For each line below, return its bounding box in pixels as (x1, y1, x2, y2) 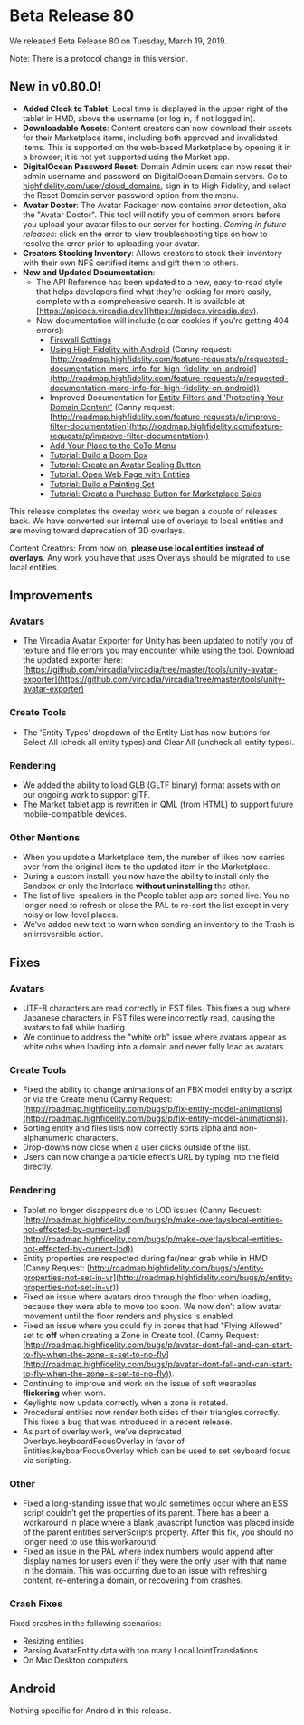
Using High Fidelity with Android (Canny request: (49, 343, 233, 354)
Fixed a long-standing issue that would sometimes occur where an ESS (22, 1498, 289, 1509)
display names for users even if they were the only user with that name (22, 1555, 288, 1567)
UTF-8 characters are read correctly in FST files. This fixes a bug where (22, 1002, 291, 1014)
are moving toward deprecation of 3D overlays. (9, 524, 185, 535)
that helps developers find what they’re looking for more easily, (35, 286, 271, 297)
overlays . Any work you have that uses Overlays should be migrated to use (9, 551, 290, 562)
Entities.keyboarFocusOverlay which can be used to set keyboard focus (22, 1445, 291, 1456)
